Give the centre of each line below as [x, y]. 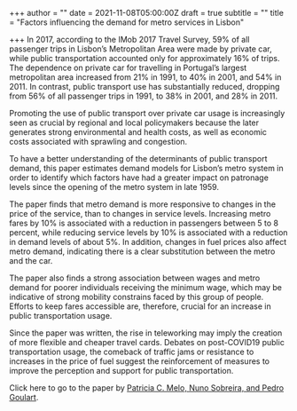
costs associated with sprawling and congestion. [98, 142]
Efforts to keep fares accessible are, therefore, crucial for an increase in [141, 306]
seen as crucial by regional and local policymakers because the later [134, 123]
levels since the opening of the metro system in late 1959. [114, 187]
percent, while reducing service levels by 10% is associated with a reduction [148, 233]
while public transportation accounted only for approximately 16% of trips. [145, 58]
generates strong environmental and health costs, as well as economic [138, 132]
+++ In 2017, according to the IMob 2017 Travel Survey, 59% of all [129, 40]
